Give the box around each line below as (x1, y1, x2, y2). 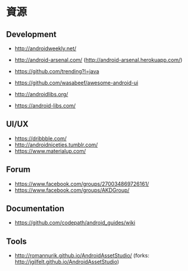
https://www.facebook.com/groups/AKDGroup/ (14, 187, 130, 194)
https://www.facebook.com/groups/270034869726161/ (14, 180, 149, 187)
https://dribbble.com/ (14, 135, 67, 142)
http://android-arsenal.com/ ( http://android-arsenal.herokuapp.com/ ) (14, 57, 183, 63)
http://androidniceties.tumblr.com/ (14, 141, 98, 148)
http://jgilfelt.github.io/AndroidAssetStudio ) (14, 258, 120, 266)
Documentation (6, 204, 65, 214)
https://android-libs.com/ (14, 102, 76, 109)
